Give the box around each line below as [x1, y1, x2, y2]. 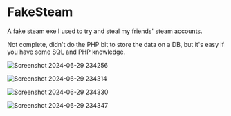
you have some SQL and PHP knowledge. [7, 48, 126, 56]
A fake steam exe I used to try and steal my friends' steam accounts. [7, 27, 203, 35]
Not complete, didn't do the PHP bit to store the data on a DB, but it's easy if [7, 40, 225, 48]
